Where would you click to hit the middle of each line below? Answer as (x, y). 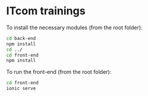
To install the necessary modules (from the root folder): (74, 27)
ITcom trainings (46, 11)
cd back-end (21, 38)
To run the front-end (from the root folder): (59, 72)
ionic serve (21, 89)
